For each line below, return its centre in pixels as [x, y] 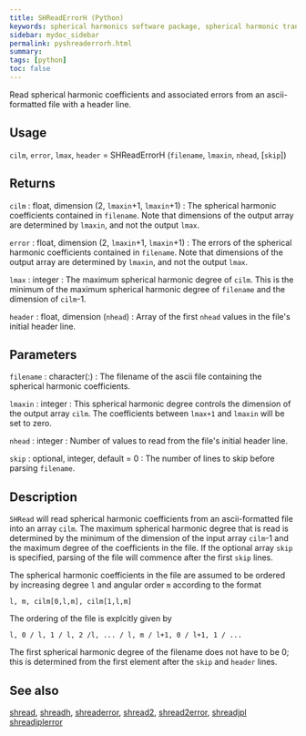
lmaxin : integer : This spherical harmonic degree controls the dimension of [150, 404]
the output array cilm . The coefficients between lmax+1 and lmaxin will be [147, 414]
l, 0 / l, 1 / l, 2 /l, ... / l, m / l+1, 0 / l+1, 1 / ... [126, 635]
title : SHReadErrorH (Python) [67, 18]
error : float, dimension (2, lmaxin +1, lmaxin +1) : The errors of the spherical [151, 242]
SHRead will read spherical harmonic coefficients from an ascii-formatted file [151, 519]
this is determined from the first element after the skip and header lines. [143, 662]
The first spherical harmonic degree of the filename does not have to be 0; [149, 652]
